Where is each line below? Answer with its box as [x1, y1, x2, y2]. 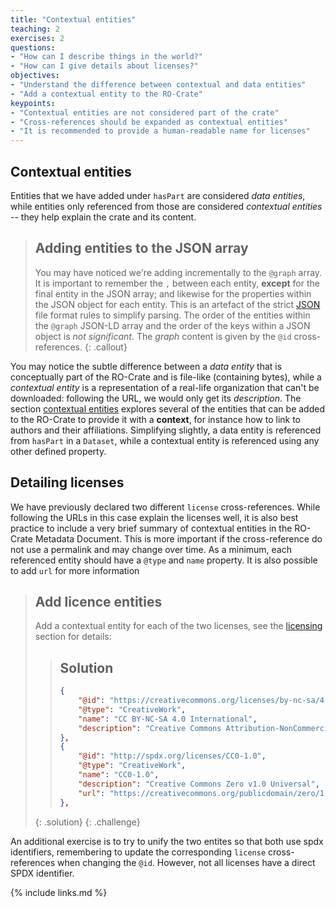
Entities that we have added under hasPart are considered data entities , [10, 189, 306, 201]
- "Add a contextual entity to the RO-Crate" [10, 89, 203, 99]
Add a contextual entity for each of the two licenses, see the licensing [34, 620, 323, 632]
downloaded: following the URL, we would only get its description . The [10, 392, 302, 404]
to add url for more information [10, 564, 140, 576]
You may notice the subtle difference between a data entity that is [10, 360, 283, 372]
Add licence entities [34, 593, 163, 610]
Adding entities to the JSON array [34, 240, 249, 257]
